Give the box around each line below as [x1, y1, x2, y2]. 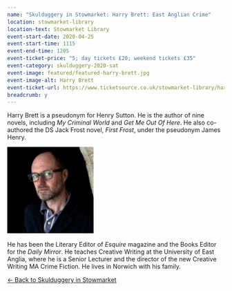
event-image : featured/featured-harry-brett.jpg [7, 69, 150, 76]
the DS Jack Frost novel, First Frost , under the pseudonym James [34, 126, 221, 134]
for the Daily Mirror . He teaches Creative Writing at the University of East [7, 247, 215, 256]
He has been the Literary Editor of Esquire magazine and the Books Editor [7, 241, 217, 249]
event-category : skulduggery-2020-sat [7, 62, 119, 69]
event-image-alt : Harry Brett [7, 77, 95, 84]
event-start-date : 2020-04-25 [7, 33, 95, 40]
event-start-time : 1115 [7, 40, 76, 48]
